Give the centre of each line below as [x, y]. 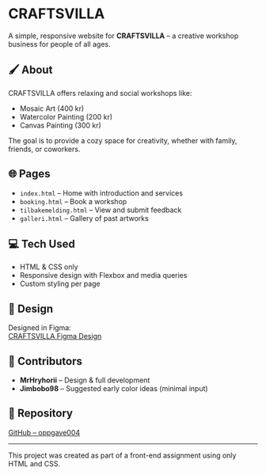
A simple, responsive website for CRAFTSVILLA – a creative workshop [123, 36]
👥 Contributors [46, 361]
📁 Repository [41, 414]
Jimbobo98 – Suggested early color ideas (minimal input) [114, 388]
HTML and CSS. [34, 463]
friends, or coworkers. [44, 149]
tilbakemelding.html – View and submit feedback [101, 210]
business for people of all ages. [59, 44]
